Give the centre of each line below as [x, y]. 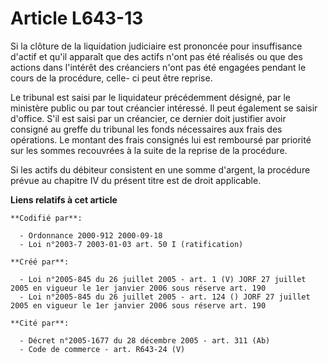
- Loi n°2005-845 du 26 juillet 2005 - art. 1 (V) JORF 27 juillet [163, 279]
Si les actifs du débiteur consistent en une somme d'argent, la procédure [160, 169]
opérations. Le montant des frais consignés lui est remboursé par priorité [161, 139]
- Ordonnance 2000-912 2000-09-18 [91, 235]
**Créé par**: [40, 262]
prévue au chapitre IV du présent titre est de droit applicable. [136, 180]
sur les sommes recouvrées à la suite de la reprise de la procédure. [149, 150]
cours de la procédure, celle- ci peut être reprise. [111, 78]
